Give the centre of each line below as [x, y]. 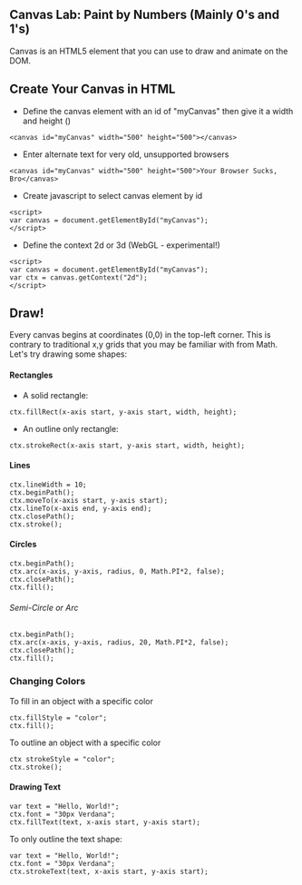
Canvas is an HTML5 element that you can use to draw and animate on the [149, 51]
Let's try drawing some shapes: [68, 354]
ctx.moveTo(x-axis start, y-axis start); [89, 500]
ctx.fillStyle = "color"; [58, 718]
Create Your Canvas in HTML [93, 89]
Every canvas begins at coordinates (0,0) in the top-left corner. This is [140, 335]
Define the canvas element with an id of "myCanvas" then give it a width [158, 111]
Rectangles [31, 375]
